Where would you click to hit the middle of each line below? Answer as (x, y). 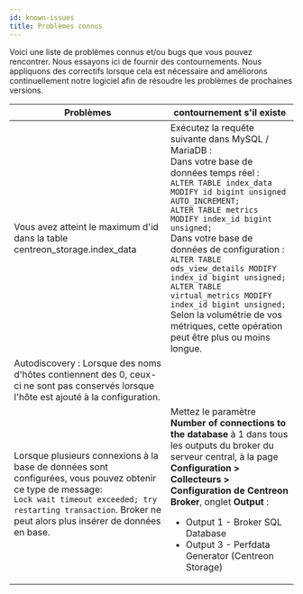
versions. (26, 90)
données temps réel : (215, 172)
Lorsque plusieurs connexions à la (87, 455)
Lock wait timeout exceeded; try (86, 499)
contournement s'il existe (230, 112)
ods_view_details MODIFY (223, 268)
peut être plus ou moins (220, 337)
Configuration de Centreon (229, 490)
